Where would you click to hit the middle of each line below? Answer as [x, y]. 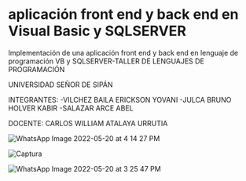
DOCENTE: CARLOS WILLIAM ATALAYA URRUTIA [88, 123]
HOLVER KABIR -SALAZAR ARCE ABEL [71, 108]
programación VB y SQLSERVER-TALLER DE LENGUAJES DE [106, 61]
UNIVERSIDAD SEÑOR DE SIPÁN [61, 85]
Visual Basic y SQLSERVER [97, 31]
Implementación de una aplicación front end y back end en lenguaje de [123, 52]
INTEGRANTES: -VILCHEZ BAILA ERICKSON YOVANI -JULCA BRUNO [120, 100]
